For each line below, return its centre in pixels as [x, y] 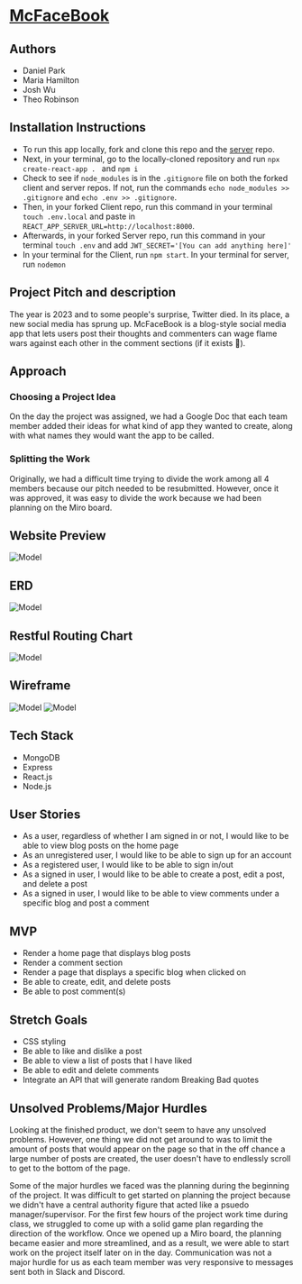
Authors [33, 49]
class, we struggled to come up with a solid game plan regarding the [137, 1224]
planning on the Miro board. [61, 507]
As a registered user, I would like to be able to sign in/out [128, 865]
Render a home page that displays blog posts [106, 953]
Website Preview [58, 536]
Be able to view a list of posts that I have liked [107, 1061]
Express [37, 767]
